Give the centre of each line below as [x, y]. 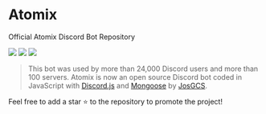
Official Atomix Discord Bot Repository [72, 37]
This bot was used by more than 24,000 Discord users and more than [143, 69]
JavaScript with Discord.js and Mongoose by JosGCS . [117, 85]
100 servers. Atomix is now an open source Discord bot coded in [135, 77]
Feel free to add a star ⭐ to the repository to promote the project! [116, 101]
